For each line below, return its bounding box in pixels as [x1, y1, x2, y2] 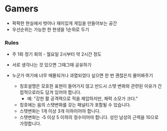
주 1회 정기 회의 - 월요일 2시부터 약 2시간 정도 [12, 51, 102, 57]
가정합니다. [19, 120, 42, 126]
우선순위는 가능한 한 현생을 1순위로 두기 [12, 26, 90, 32]
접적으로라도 [19, 89, 44, 95]
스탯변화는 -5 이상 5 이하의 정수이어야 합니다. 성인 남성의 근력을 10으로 [19, 114, 159, 120]
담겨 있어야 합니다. [45, 89, 81, 95]
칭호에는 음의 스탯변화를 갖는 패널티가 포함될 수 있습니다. [19, 102, 131, 108]
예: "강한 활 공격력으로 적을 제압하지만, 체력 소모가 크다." [27, 95, 138, 101]
